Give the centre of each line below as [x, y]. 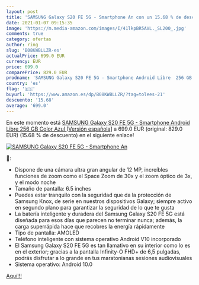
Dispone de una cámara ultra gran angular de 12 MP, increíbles [91, 169]
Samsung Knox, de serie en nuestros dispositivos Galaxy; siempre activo [103, 201]
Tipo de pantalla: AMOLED [47, 233]
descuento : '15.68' [30, 100]
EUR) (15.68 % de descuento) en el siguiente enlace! [70, 135]
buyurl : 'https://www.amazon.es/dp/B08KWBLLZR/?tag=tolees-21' [86, 94]
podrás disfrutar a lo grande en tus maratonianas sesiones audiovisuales [103, 258]
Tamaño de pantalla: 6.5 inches [53, 188]
